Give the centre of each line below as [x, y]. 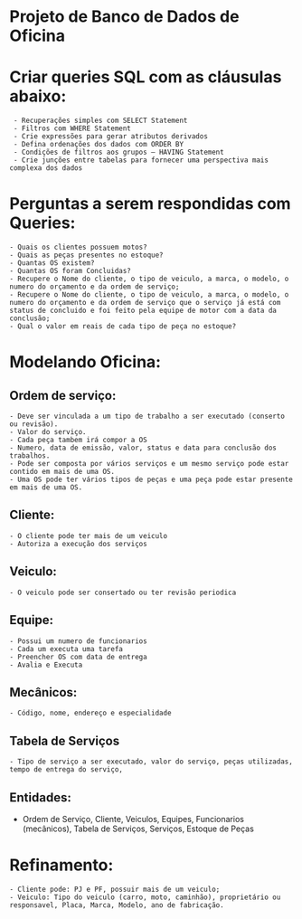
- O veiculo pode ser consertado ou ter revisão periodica [123, 592]
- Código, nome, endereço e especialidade [90, 713]
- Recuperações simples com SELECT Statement [100, 121]
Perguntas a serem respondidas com [150, 204]
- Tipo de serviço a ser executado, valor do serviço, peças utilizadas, [151, 762]
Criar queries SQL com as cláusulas [146, 77]
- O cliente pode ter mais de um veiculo [89, 535]
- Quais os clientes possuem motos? [78, 247]
